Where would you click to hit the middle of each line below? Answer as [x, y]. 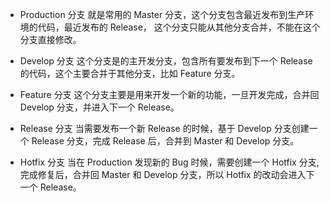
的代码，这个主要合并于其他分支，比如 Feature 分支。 [130, 73]
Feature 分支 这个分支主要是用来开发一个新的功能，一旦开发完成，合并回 [169, 94]
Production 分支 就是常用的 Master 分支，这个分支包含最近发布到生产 [162, 14]
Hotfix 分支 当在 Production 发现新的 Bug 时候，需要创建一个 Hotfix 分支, [169, 162]
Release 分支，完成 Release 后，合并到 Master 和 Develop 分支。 [165, 141]
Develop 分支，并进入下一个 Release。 [99, 107]
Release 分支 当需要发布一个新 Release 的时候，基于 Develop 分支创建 [164, 128]
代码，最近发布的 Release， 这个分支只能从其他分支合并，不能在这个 [179, 27]
